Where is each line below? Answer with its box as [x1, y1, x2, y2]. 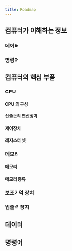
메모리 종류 [5, 176, 26, 182]
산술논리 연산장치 [5, 113, 38, 119]
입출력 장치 [5, 204, 30, 210]
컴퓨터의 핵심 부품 [5, 73, 55, 82]
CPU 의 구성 [5, 101, 28, 107]
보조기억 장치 [5, 189, 34, 196]
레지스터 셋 [5, 137, 26, 143]
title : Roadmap [5, 7, 36, 12]
